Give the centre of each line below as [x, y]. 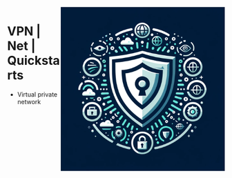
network [29, 101]
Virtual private [37, 94]
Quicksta [33, 61]
